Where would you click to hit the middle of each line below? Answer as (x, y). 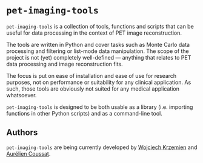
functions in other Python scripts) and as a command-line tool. (84, 113)
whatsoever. (22, 95)
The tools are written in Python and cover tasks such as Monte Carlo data (98, 44)
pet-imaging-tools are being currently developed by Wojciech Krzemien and (102, 147)
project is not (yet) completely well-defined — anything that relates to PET (99, 57)
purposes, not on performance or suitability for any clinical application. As (99, 82)
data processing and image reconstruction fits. (65, 64)
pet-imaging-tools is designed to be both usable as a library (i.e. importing (100, 107)
